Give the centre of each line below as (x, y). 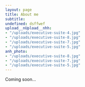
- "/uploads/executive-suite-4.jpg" (43, 33)
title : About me (22, 14)
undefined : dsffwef (25, 24)
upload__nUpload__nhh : (28, 28)
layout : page (19, 10)
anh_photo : (16, 51)
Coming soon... (21, 80)
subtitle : (15, 19)
